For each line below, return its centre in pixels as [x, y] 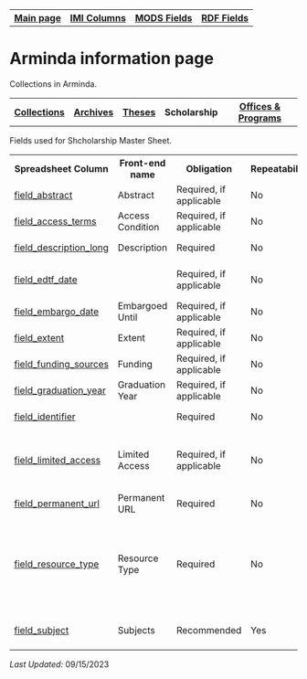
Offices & [260, 106]
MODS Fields [164, 18]
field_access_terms [56, 221]
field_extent [39, 337]
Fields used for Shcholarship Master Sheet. [90, 140]
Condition [138, 227]
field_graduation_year [60, 390]
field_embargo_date [57, 312]
